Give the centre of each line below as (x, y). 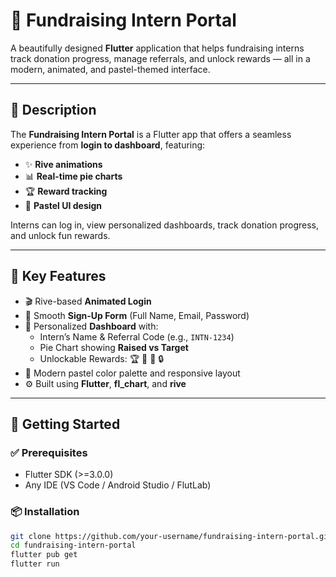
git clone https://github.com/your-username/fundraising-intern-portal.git (171, 536)
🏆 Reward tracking (66, 191)
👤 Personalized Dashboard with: (91, 326)
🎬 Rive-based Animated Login (88, 301)
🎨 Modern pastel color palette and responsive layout (132, 373)
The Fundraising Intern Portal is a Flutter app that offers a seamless (151, 134)
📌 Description (53, 110)
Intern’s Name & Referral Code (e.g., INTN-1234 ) (137, 336)
